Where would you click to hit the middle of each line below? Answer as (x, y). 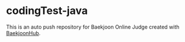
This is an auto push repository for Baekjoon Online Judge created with (93, 27)
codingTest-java (47, 11)
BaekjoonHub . (23, 33)
